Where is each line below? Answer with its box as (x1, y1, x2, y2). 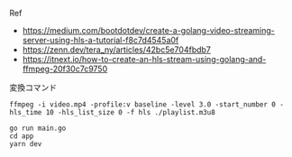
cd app (9, 132, 34, 141)
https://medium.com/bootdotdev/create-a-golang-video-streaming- (22, 25, 275, 35)
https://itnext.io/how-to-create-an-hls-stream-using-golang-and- (22, 54, 267, 64)
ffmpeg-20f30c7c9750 (22, 63, 108, 74)
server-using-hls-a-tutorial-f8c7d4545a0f (22, 35, 179, 45)
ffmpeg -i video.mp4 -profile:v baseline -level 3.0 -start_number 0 (9, 100, 277, 109)
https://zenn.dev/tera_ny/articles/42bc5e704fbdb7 (22, 44, 212, 55)
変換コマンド (9, 82, 57, 93)
